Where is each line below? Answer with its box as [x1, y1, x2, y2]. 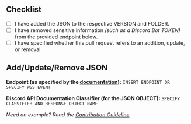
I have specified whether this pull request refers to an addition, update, [14, 39, 185, 46]
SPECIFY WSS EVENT [6, 84, 51, 90]
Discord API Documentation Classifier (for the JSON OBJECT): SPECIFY [6, 94, 180, 101]
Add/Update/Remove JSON [6, 63, 108, 73]
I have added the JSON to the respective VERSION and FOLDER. [14, 20, 169, 27]
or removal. [14, 46, 43, 53]
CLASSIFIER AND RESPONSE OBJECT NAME [6, 101, 98, 107]
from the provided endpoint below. [14, 33, 98, 40]
